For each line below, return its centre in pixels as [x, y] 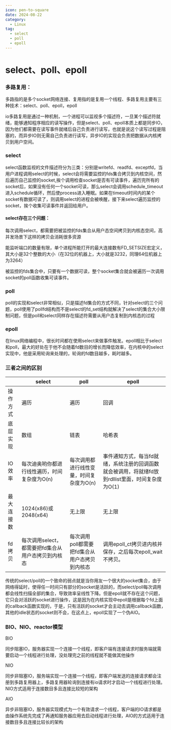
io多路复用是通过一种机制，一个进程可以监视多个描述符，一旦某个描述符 [81, 116]
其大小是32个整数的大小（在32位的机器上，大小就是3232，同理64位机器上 [84, 254]
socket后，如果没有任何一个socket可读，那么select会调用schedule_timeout [84, 186]
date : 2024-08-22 [24, 15]
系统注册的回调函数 [136, 463]
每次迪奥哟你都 [39, 463]
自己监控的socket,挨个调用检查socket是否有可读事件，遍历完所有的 [89, 180]
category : [16, 19]
